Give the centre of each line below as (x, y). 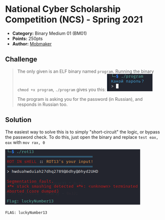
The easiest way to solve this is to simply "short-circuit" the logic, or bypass (82, 132)
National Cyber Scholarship (63, 9)
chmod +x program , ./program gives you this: (62, 89)
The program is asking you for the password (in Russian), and (80, 99)
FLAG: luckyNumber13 (26, 213)
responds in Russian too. (42, 104)
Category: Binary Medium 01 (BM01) (50, 33)
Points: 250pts (27, 39)
